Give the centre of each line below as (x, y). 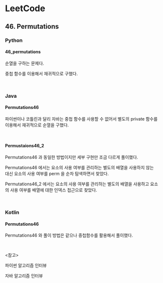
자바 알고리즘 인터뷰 (24, 276)
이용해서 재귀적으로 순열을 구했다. (37, 125)
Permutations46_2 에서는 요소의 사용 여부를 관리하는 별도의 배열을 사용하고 (77, 184)
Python (14, 40)
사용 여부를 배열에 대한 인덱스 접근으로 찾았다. (54, 190)
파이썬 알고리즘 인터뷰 (26, 265)
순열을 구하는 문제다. (25, 63)
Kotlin (12, 212)
